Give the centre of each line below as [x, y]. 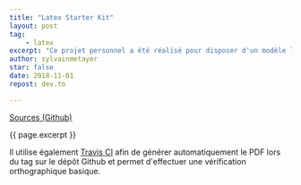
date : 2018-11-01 [42, 76]
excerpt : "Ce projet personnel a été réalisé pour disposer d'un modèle [148, 51]
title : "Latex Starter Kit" [62, 17]
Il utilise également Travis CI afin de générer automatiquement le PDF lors [145, 152]
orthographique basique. [55, 171]
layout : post [34, 26]
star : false [31, 68]
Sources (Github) [41, 117]
